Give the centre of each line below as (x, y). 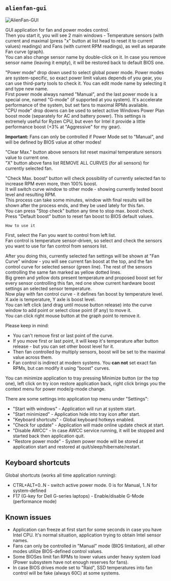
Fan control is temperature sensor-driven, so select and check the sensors (84, 240)
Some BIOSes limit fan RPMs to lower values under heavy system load (87, 557)
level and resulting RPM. (31, 194)
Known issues (28, 517)
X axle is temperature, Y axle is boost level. (51, 299)
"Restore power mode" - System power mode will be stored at (78, 441)
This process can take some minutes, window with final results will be (79, 200)
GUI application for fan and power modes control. (57, 30)
